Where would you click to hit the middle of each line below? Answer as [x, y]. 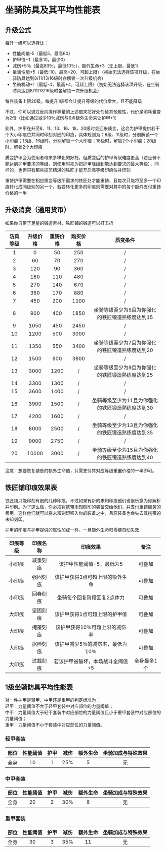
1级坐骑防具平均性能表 [39, 687]
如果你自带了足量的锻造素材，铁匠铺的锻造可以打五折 [59, 223]
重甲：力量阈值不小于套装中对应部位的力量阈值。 [55, 725]
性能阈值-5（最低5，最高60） [42, 53]
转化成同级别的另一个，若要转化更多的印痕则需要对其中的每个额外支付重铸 [85, 187]
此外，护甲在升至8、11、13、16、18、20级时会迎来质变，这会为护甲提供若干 [83, 128]
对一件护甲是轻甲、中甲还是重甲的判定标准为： [53, 700]
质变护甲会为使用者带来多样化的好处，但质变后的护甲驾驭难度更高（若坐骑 [81, 157]
